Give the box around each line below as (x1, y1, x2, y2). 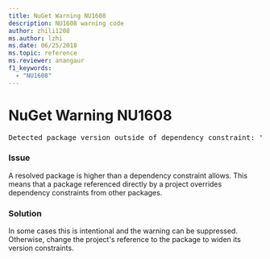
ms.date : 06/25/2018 (8, 42, 78, 50)
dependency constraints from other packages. (8, 187, 163, 197)
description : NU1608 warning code (8, 19, 125, 27)
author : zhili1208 (8, 27, 70, 35)
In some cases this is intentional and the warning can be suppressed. (8, 226, 238, 236)
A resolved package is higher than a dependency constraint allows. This (8, 171, 248, 180)
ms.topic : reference (8, 49, 78, 57)
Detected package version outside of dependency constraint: (8, 133, 255, 142)
